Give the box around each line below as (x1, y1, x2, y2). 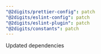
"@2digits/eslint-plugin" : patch (5, 20, 90, 26)
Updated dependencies (5, 42, 65, 49)
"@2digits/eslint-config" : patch (5, 14, 90, 20)
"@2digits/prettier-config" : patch (5, 8, 96, 15)
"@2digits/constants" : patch (5, 25, 79, 32)
